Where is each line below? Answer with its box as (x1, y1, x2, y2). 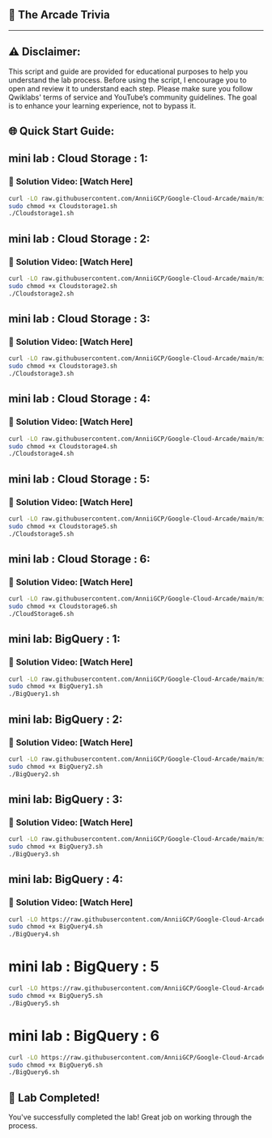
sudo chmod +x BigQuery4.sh (8, 923, 104, 931)
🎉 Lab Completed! (8, 1090, 100, 1105)
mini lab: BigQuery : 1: (8, 632, 121, 646)
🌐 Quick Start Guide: (8, 125, 115, 138)
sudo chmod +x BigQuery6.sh (8, 1061, 104, 1069)
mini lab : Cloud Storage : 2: (8, 231, 151, 245)
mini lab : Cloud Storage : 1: (8, 151, 148, 166)
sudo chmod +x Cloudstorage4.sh (8, 442, 117, 450)
